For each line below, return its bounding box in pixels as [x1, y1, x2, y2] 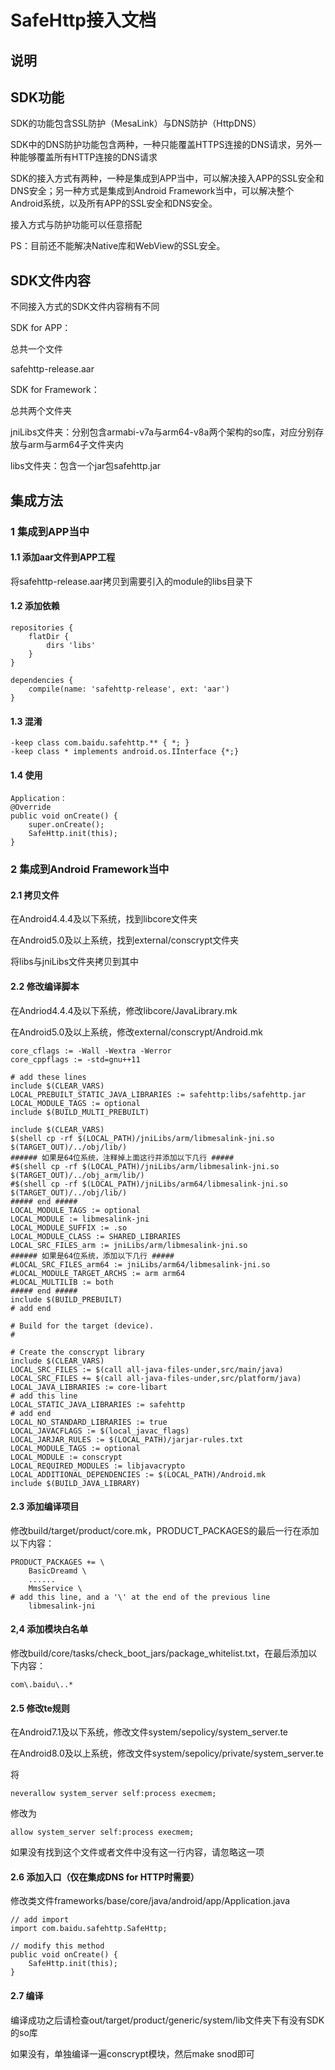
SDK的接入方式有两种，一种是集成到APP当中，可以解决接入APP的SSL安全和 [10, 172, 325, 185]
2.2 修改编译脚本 [10, 981, 80, 993]
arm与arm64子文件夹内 [27, 439, 124, 451]
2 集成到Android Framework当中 [10, 862, 170, 876]
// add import [10, 1915, 70, 1925]
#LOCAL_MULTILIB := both [10, 1277, 114, 1287]
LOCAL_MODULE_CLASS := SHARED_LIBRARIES [10, 1231, 182, 1241]
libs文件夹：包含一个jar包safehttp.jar [10, 460, 162, 472]
